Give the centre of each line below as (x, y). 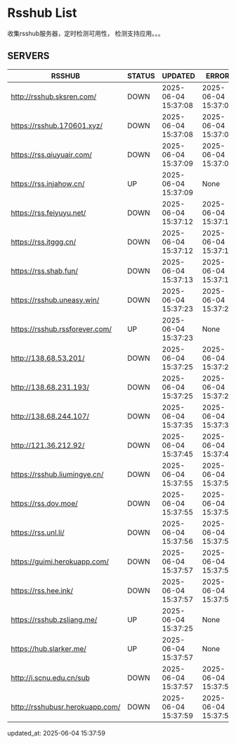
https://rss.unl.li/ (38, 532)
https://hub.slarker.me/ (48, 648)
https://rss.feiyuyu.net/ (48, 213)
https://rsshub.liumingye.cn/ (57, 474)
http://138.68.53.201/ (48, 358)
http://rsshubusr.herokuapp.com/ (66, 707)
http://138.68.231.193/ (50, 387)
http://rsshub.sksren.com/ (54, 97)
